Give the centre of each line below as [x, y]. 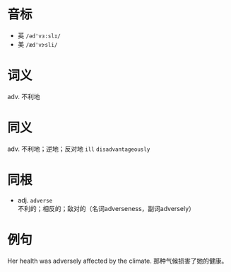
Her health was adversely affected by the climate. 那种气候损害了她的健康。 [118, 261]
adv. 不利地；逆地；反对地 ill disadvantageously [79, 149]
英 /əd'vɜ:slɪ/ [39, 35]
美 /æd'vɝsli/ [37, 44]
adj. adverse [35, 200]
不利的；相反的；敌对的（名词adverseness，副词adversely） [106, 208]
